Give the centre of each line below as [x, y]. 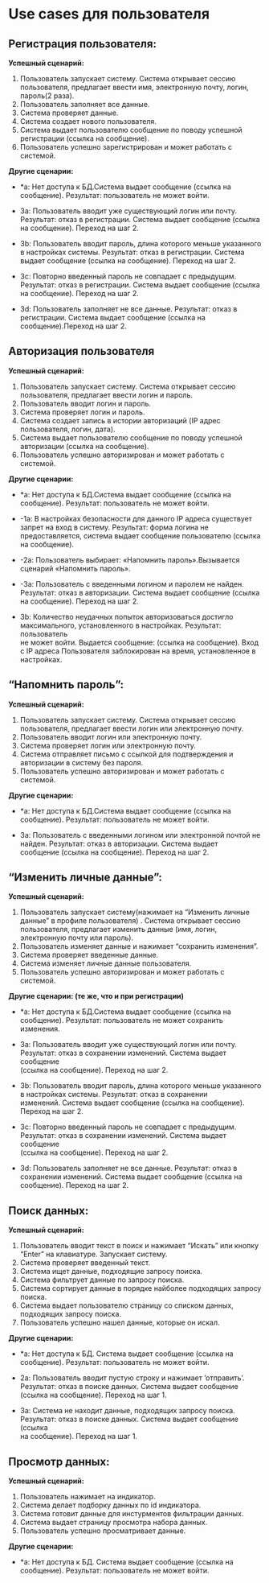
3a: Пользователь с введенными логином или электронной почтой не [140, 835]
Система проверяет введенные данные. [89, 955]
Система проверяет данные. [69, 113]
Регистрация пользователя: [82, 44]
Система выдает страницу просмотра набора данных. [114, 1523]
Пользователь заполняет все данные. [85, 104]
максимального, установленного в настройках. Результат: [120, 625]
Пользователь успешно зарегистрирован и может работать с [126, 147]
